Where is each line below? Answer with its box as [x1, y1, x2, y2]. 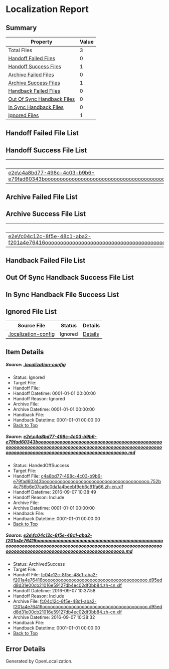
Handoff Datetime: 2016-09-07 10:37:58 [13, 587, 96, 593]
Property [30, 39, 53, 45]
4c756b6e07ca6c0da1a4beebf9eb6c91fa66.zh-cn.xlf [13, 484, 123, 490]
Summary [6, 24, 37, 32]
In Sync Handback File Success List [6, 290, 119, 299]
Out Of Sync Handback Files [8, 96, 75, 102]
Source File [18, 322, 46, 329]
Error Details [6, 645, 46, 653]
